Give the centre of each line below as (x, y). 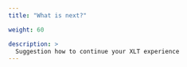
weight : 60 (26, 30)
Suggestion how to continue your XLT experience (97, 51)
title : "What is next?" (48, 15)
